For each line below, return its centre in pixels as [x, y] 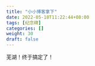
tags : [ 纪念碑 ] [24, 23]
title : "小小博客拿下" [32, 12]
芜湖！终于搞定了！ [30, 57]
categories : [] [25, 28]
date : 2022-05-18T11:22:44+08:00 [48, 17]
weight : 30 [20, 34]
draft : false [22, 39]
